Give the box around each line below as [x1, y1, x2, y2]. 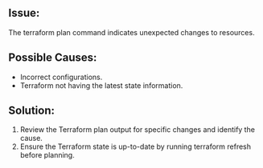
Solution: [8, 104, 55, 118]
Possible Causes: [8, 51, 97, 65]
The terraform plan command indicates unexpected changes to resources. [8, 27, 255, 37]
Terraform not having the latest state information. [19, 80, 183, 90]
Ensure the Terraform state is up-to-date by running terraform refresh [19, 142, 252, 151]
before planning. [19, 150, 75, 160]
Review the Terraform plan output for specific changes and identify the [19, 125, 256, 134]
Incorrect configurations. [19, 72, 103, 82]
